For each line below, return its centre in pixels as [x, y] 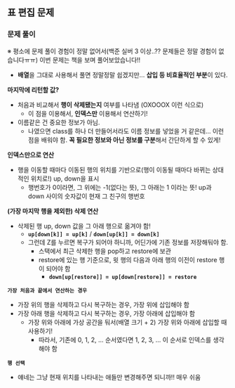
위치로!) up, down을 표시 [65, 179]
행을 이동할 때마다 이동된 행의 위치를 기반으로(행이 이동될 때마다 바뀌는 [114, 169]
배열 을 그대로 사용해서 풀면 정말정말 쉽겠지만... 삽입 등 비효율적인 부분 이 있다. [122, 75]
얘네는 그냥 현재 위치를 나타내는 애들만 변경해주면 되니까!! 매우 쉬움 [109, 377]
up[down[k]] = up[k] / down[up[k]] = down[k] [94, 233]
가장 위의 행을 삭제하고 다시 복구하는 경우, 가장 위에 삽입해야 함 [103, 304]
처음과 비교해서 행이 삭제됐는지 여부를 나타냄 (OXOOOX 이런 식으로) [110, 105]
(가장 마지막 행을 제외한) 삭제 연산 [53, 211]
